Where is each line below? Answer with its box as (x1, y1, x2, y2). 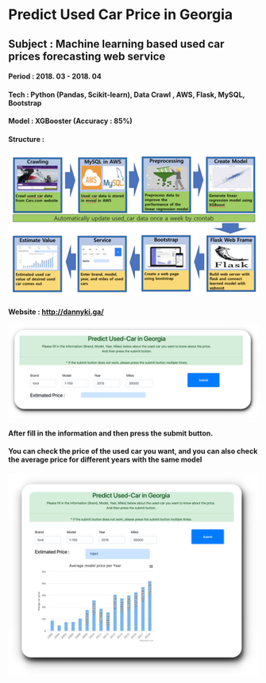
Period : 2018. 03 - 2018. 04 (8, 71, 102, 81)
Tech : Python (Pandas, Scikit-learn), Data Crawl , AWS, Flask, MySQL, (8, 90, 245, 99)
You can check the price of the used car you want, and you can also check (8, 447, 258, 456)
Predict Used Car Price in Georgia (8, 6, 233, 24)
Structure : (8, 134, 45, 144)
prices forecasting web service (8, 49, 166, 63)
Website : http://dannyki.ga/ (8, 307, 105, 317)
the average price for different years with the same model (8, 455, 202, 465)
